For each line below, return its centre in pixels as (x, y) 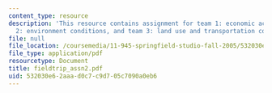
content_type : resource (49, 16)
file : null (27, 38)
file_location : (34, 46)
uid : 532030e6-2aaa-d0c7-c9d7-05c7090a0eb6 (83, 76)
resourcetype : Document (49, 61)
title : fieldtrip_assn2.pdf (56, 69)
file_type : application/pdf (56, 53)
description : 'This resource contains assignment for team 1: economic (132, 23)
